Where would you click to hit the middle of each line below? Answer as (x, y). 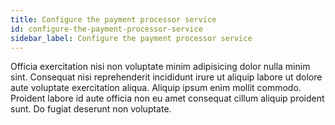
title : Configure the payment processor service (113, 19)
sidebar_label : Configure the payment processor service (131, 38)
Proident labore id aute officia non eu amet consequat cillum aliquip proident (167, 98)
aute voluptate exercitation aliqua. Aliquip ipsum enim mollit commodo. (156, 88)
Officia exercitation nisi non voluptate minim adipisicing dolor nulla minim (160, 67)
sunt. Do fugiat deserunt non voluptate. (91, 109)
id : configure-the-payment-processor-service (106, 29)
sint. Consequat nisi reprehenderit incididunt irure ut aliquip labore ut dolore (166, 77)
